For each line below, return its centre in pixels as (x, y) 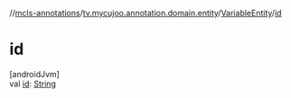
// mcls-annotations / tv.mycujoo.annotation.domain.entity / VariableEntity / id (145, 13)
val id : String (33, 84)
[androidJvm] (35, 74)
